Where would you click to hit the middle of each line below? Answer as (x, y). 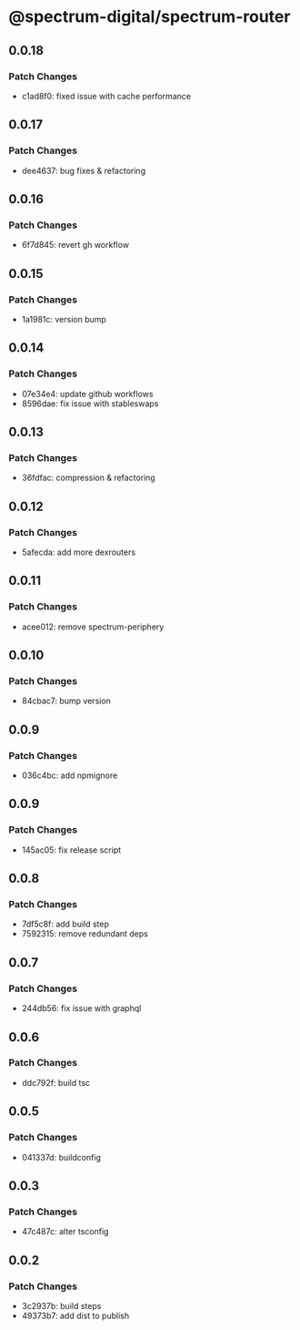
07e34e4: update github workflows (87, 394)
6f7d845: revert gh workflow (75, 245)
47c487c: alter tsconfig (65, 1232)
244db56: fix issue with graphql (81, 1008)
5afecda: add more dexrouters (79, 552)
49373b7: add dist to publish (75, 1315)
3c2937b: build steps (61, 1305)
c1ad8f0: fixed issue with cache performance (106, 96)
